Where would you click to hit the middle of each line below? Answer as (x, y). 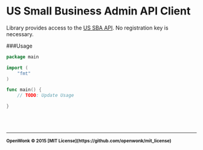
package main (23, 57)
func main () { (24, 90)
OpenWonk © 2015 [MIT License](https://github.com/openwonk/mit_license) (89, 141)
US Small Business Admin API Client (98, 11)
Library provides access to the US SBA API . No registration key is (87, 28)
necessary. (20, 34)
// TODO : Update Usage (46, 95)
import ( (17, 67)
